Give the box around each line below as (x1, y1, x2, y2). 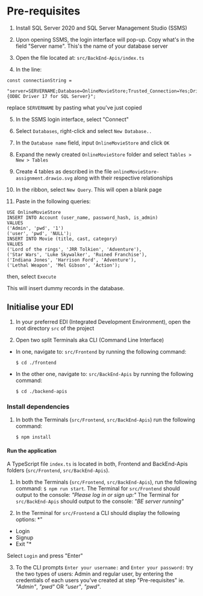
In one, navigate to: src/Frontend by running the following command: (15, 348, 187, 355)
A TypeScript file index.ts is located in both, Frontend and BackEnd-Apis (7, 461, 189, 468)
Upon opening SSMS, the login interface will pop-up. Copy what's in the (15, 36, 195, 43)
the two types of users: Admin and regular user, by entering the (15, 570, 173, 578)
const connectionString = (7, 77, 72, 83)
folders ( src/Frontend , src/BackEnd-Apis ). (7, 467, 110, 474)
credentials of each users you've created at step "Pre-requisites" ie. (15, 577, 185, 584)
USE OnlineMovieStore (7, 209, 61, 215)
